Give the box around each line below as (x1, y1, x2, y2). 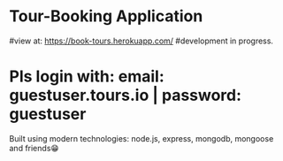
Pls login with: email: (9, 66, 165, 87)
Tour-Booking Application (9, 6, 203, 27)
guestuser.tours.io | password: (9, 86, 241, 105)
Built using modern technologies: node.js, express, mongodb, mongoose (9, 133, 274, 143)
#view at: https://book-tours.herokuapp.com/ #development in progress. (9, 35, 274, 46)
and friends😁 (9, 142, 59, 153)
